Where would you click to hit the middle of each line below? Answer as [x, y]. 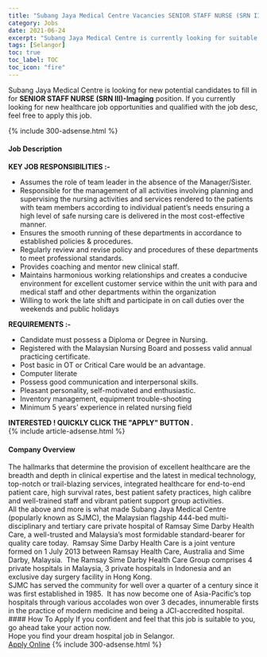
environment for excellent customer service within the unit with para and [138, 283]
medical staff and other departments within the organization [118, 292]
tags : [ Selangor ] [37, 45]
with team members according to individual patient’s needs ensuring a [135, 207]
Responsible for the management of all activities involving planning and [136, 190]
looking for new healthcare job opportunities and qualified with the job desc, [133, 107]
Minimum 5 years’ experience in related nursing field [106, 407]
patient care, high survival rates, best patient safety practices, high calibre [130, 492]
